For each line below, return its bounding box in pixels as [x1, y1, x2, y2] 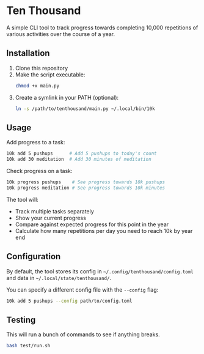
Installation [6, 48, 50, 59]
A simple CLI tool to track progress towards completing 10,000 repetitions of [6, 24, 199, 31]
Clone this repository [15, 64, 68, 72]
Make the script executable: [15, 71, 86, 78]
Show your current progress [15, 214, 87, 221]
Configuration [6, 251, 61, 262]
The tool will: [6, 196, 38, 203]
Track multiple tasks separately [15, 207, 95, 215]
